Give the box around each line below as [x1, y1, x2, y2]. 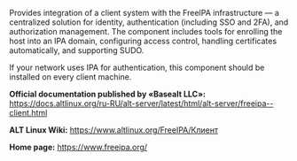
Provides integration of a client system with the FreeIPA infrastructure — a [9, 8, 279, 18]
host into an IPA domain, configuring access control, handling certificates [9, 35, 277, 46]
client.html [9, 108, 48, 118]
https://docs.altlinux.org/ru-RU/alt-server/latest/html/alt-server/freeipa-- [9, 98, 274, 109]
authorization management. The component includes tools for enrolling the [9, 27, 283, 36]
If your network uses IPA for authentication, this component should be [9, 62, 265, 73]
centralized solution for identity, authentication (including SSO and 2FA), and [9, 17, 289, 27]
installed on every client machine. [9, 72, 132, 82]
